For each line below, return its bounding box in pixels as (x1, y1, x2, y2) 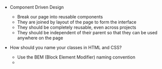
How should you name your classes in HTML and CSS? (9, 45, 122, 50)
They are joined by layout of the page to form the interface (17, 19, 137, 25)
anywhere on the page (17, 35, 63, 41)
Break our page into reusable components (17, 14, 103, 19)
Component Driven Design (9, 4, 64, 10)
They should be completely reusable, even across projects (17, 24, 137, 30)
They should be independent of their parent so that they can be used (17, 30, 158, 35)
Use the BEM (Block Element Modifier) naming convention (17, 54, 136, 60)
